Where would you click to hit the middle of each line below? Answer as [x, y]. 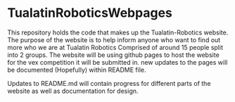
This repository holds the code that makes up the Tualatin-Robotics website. [118, 32]
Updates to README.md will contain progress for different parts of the [109, 83]
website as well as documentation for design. [73, 91]
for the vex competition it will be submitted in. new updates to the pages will [118, 62]
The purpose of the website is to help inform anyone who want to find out [114, 39]
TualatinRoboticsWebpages [90, 13]
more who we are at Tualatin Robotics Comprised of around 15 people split [115, 47]
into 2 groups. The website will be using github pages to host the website [113, 55]
